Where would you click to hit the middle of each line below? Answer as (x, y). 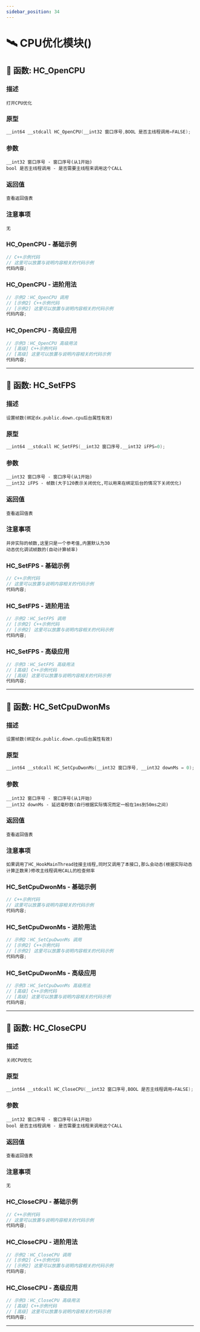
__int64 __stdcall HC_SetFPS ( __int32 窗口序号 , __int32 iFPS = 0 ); (86, 447)
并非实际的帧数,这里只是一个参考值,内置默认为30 (58, 543)
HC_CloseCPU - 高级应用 (42, 1288)
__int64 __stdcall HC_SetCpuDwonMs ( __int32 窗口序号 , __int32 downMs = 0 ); (100, 768)
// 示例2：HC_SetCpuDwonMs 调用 (44, 940)
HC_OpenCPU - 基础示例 (42, 244)
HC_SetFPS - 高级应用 (38, 652)
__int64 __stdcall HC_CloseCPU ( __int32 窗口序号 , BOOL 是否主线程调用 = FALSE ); (100, 1089)
